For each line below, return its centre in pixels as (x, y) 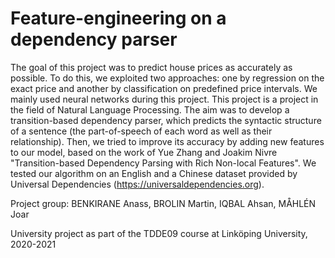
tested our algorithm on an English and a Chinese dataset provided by (154, 173)
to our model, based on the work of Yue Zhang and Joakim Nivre (144, 152)
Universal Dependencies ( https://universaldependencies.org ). (137, 184)
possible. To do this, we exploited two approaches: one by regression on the (167, 78)
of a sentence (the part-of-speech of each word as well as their (141, 131)
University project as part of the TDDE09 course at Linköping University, (159, 233)
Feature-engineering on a (118, 18)
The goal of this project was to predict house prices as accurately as (151, 67)
